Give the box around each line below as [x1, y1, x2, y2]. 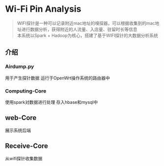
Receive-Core [5, 142, 48, 150]
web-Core [5, 114, 37, 122]
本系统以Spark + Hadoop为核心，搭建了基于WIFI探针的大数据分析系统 [17, 32, 158, 38]
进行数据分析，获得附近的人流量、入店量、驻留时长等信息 [21, 26, 138, 32]
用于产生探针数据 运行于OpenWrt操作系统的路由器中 [5, 75, 110, 81]
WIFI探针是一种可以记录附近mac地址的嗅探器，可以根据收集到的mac [17, 20, 155, 26]
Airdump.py [5, 63, 34, 70]
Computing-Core [5, 87, 47, 94]
